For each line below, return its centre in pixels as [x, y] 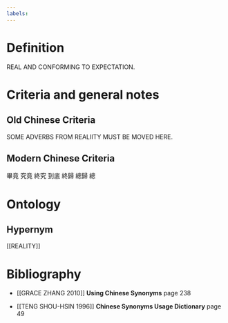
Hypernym [30, 229]
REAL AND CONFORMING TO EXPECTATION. [71, 67]
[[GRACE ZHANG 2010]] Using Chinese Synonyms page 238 [104, 293]
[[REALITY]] [23, 246]
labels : [18, 13]
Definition [36, 47]
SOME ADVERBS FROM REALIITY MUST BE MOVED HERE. [90, 137]
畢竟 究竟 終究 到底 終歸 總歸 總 [51, 176]
